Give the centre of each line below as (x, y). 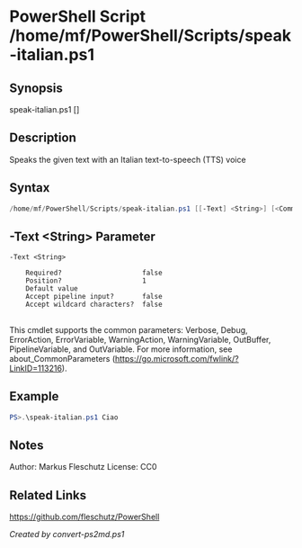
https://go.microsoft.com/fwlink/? (178, 358)
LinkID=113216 (36, 368)
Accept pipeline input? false (94, 297)
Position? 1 (86, 281)
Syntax (30, 188)
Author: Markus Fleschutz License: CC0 (83, 467)
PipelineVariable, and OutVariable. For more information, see (121, 349)
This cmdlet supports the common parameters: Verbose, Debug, (129, 329)
